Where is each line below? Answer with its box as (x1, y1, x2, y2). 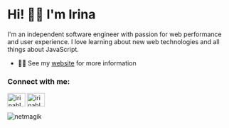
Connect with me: (7, 76, 70, 86)
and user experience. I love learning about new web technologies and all (7, 37, 220, 46)
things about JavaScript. (7, 45, 80, 53)
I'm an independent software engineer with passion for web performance (7, 30, 222, 38)
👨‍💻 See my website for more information (17, 58, 137, 67)
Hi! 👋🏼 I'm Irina (7, 6, 96, 23)
